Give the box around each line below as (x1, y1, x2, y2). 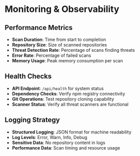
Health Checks (4, 72, 52, 81)
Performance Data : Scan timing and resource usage (11, 145, 120, 151)
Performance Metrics (4, 23, 73, 32)
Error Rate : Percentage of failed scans (11, 52, 91, 58)
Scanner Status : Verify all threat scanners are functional (11, 101, 128, 107)
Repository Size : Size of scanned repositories (11, 42, 107, 48)
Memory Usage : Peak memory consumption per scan (11, 58, 123, 63)
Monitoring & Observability (4, 3, 119, 15)
